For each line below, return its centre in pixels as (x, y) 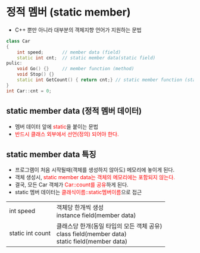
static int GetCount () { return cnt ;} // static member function (100, 80)
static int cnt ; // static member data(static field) (86, 58)
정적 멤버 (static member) (68, 12)
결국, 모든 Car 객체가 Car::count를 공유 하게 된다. (72, 185)
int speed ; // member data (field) (69, 52)
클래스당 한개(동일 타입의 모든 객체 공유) (109, 226)
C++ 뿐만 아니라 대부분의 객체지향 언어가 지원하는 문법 (78, 30)
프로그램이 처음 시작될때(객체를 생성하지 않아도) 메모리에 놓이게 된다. (95, 170)
